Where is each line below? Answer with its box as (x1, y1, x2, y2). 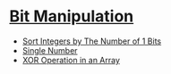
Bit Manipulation (9, 6, 134, 27)
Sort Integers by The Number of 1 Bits (21, 36, 162, 46)
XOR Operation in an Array (21, 54, 121, 65)
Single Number (21, 45, 78, 55)
